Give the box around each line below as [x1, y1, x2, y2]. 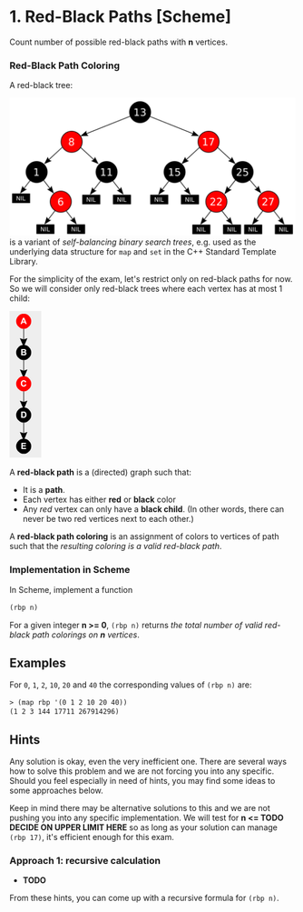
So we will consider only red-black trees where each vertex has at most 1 [9, 284, 283, 295]
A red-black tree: [9, 80, 73, 91]
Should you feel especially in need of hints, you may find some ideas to [9, 776, 276, 787]
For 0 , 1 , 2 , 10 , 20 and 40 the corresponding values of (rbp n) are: [9, 679, 252, 690]
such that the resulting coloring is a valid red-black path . [9, 541, 222, 552]
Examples [9, 655, 66, 670]
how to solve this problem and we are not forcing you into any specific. [9, 766, 275, 777]
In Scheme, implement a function [9, 584, 133, 595]
